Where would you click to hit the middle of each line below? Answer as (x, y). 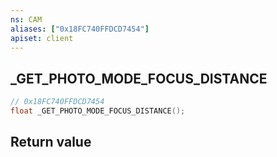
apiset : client (42, 38)
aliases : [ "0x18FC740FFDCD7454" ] (80, 29)
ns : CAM (26, 19)
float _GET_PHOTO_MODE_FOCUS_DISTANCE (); (98, 111)
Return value (51, 142)
